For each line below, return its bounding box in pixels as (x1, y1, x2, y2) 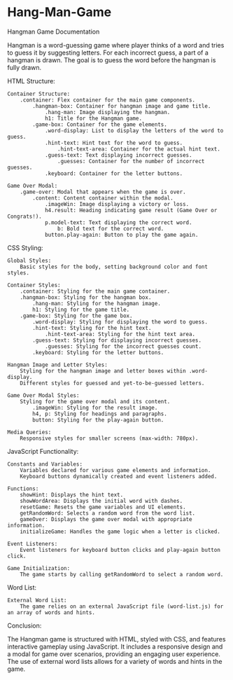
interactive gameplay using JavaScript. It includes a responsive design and (7, 642, 223, 651)
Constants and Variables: (7, 460, 83, 468)
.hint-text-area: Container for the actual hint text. (57, 145, 220, 153)
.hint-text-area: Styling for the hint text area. (44, 331, 196, 338)
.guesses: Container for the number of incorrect (57, 158, 205, 165)
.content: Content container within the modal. (32, 194, 174, 202)
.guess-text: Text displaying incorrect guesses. (44, 151, 192, 158)
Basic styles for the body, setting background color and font (20, 263, 209, 270)
